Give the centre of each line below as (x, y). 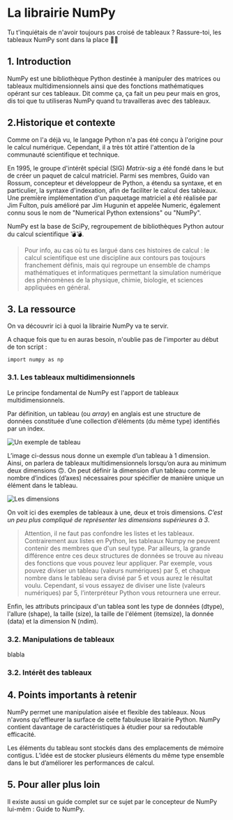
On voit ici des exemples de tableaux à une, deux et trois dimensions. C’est (115, 512)
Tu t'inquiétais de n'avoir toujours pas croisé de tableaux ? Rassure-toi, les (114, 32)
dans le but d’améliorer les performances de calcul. (81, 763)
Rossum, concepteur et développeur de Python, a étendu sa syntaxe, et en (115, 182)
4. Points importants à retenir (72, 695)
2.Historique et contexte (61, 123)
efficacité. (22, 734)
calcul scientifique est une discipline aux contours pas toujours (115, 257)
